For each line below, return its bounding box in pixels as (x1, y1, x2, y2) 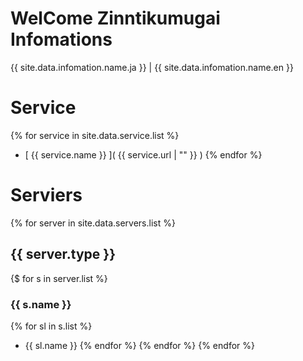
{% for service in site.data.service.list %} (10, 129, 180, 141)
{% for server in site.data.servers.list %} (10, 217, 176, 229)
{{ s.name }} (10, 297, 72, 311)
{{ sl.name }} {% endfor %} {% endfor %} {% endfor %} (24, 339, 255, 351)
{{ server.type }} (10, 246, 116, 263)
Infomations (10, 28, 113, 51)
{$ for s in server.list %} (10, 272, 108, 284)
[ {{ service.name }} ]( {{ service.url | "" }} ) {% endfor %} (24, 148, 263, 161)
